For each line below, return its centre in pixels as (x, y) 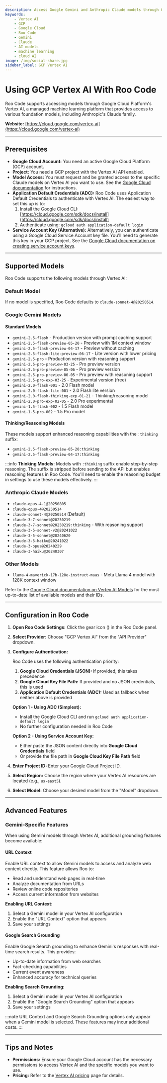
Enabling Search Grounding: (35, 987)
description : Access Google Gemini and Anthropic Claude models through (82, 10)
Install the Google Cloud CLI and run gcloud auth (70, 717)
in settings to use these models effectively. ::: (51, 480)
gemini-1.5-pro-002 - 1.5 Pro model (48, 412)
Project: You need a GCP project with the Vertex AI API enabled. (78, 172)
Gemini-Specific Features (37, 825)
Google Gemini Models (33, 315)
